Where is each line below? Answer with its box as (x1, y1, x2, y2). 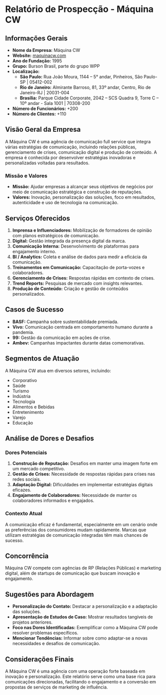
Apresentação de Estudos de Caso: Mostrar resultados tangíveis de (12, 614, 153, 620)
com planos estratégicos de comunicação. (12, 232, 100, 238)
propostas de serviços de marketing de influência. (5, 684, 108, 690)
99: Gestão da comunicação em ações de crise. (12, 335, 111, 341)
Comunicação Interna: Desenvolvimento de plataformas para (12, 243, 139, 249)
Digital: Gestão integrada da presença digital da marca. (12, 238, 126, 244)
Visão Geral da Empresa (5, 125, 81, 134)
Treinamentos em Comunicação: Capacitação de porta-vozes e (12, 264, 145, 270)
